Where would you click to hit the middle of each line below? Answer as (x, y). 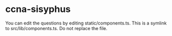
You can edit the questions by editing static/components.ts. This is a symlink (86, 23)
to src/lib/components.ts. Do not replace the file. (56, 28)
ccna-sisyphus (38, 9)
